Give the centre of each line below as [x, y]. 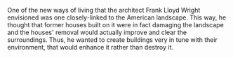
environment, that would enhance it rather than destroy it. [91, 47]
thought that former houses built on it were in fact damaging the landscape [116, 25]
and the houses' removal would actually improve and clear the [97, 32]
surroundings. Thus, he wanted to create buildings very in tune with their [112, 40]
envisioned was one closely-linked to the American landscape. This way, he [117, 17]
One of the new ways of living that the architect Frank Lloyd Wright [104, 10]
